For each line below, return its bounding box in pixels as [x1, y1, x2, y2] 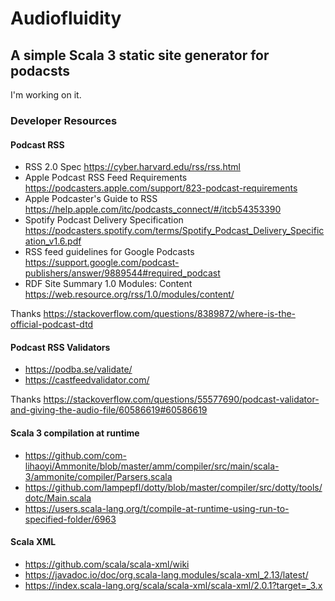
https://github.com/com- [24, 449, 127, 461]
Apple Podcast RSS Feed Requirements [24, 172, 188, 184]
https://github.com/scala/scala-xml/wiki [24, 558, 190, 570]
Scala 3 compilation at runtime [10, 427, 140, 439]
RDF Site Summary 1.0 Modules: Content [24, 278, 193, 290]
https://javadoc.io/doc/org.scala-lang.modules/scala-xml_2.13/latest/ [24, 568, 309, 581]
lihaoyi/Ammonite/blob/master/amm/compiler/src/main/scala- [24, 460, 280, 472]
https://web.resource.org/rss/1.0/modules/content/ [24, 288, 235, 301]
